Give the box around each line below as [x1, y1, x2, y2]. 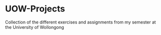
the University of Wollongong [5, 24, 64, 30]
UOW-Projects [5, 3, 65, 14]
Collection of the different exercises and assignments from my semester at [5, 19, 156, 25]
